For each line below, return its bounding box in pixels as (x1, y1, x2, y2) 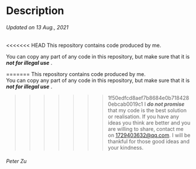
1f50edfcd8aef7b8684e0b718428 (108, 95, 190, 102)
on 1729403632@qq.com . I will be (108, 132, 191, 139)
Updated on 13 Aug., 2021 (6, 23, 69, 30)
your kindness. (108, 144, 144, 151)
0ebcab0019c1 (108, 101, 143, 108)
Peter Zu (6, 157, 27, 164)
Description (6, 4, 64, 18)
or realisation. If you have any (108, 113, 180, 120)
